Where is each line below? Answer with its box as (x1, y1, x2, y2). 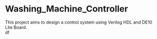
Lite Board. (5, 24, 27, 30)
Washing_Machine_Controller (5, 3, 129, 14)
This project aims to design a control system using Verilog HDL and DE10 (5, 19, 153, 25)
